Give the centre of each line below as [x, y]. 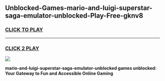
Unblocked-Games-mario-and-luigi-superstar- [79, 8]
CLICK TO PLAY [24, 30]
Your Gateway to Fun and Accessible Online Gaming [59, 73]
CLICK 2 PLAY [22, 48]
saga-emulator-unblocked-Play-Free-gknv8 [74, 16]
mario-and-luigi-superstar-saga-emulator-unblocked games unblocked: [81, 68]
